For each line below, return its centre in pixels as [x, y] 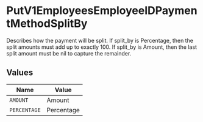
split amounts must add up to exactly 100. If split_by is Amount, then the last [101, 47]
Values [20, 73]
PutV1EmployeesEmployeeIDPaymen [102, 11]
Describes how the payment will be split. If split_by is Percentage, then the [100, 40]
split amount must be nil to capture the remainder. [69, 53]
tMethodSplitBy [47, 23]
